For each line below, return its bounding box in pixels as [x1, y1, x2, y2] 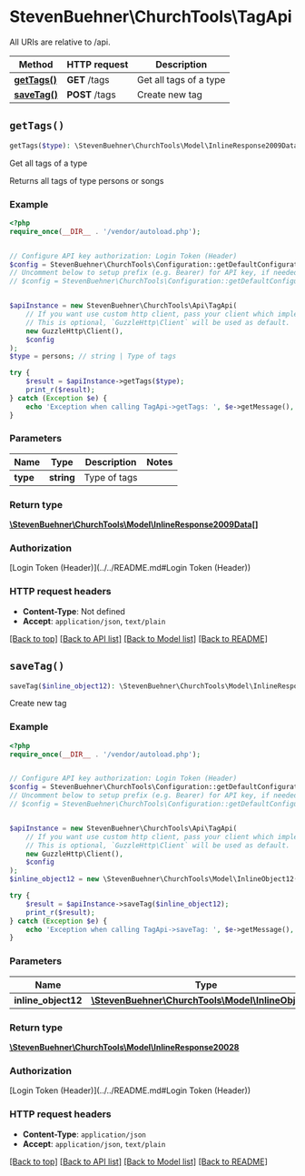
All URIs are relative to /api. [9, 36, 111, 47]
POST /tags [66, 88, 116, 101]
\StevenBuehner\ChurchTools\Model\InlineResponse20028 [9, 1041, 240, 1052]
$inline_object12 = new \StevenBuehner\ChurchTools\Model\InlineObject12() [9, 875, 302, 884]
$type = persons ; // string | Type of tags [9, 352, 177, 361]
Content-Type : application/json [22, 1129, 147, 1140]
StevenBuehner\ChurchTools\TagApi [9, 6, 292, 27]
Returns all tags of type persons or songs [9, 175, 164, 186]
